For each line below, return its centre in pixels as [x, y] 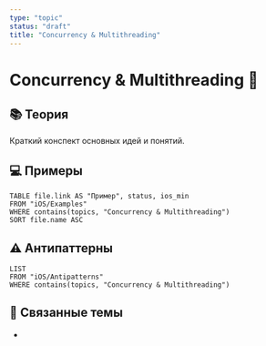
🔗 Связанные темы [66, 313]
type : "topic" [36, 18]
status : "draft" [40, 26]
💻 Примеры [46, 171]
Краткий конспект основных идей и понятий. [97, 141]
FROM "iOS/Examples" [49, 204]
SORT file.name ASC [46, 220]
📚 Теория [39, 114]
